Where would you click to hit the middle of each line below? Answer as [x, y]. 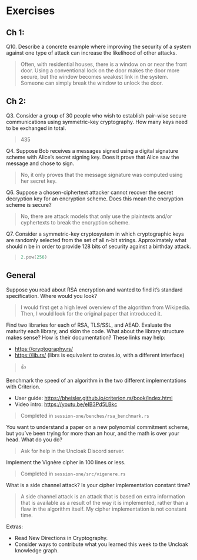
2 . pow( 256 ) [34, 257]
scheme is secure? [29, 204]
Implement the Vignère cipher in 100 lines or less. [66, 462]
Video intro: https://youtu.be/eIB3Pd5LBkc [66, 404]
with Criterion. [23, 387]
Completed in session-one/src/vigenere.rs [73, 474]
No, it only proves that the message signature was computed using [101, 175]
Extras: [15, 527]
